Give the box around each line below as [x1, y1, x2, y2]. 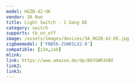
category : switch [6, 25, 49, 31]
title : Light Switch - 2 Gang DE [6, 19, 88, 25]
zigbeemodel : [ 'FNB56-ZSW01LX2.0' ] [6, 41, 93, 47]
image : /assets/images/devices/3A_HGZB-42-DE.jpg [6, 36, 130, 41]
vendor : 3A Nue [6, 14, 43, 20]
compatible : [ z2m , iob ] [6, 47, 61, 53]
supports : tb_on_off [6, 30, 57, 36]
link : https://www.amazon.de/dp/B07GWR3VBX [6, 57, 114, 63]
